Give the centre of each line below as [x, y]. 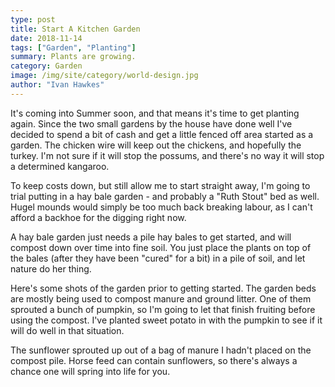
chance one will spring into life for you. [90, 371]
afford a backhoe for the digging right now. [98, 217]
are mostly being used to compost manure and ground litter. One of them [161, 298]
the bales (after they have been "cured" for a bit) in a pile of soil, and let [158, 258]
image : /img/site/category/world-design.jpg [104, 76]
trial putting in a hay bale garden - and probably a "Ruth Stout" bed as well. [165, 196]
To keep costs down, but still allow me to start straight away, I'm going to [160, 185]
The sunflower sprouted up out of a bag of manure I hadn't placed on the [161, 350]
